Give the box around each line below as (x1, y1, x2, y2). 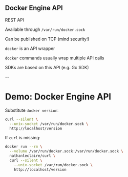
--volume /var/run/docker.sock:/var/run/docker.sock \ (9, 149, 124, 154)
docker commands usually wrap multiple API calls (5, 55, 105, 61)
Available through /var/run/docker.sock (5, 26, 85, 32)
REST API (5, 17, 24, 23)
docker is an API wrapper (5, 45, 55, 51)
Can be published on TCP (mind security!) (5, 36, 89, 42)
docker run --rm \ (5, 144, 43, 149)
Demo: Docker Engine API (5, 91, 111, 102)
